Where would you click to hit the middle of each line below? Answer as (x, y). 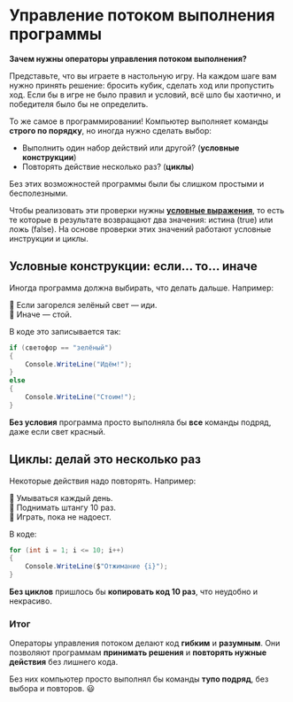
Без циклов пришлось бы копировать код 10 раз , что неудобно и (134, 592)
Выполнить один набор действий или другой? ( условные (131, 148)
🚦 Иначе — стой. (41, 314)
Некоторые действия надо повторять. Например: (103, 481)
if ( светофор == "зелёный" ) (61, 347)
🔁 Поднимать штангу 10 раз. (63, 507)
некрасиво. (31, 601)
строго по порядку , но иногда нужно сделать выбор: (111, 130)
